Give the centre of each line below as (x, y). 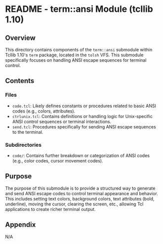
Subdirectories (23, 145)
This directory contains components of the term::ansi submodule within (79, 50)
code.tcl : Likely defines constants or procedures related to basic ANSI (84, 106)
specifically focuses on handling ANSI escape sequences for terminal (76, 60)
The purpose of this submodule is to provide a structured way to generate (80, 188)
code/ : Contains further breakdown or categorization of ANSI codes (81, 155)
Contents (20, 81)
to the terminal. (28, 132)
